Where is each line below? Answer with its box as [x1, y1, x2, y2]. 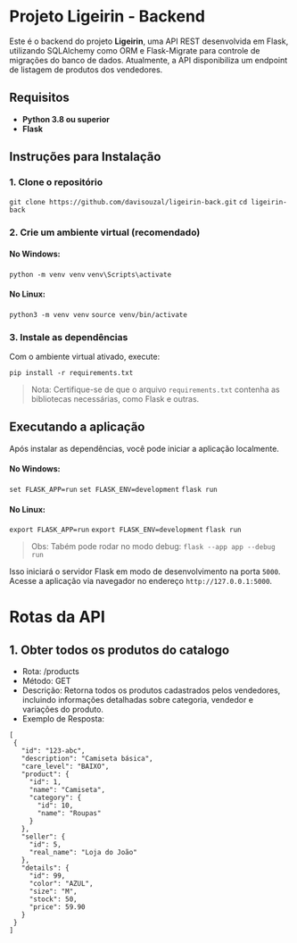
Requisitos [9, 90, 70, 105]
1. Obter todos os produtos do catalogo [9, 642, 230, 657]
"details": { [21, 864, 70, 872]
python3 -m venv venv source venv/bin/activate [9, 310, 187, 319]
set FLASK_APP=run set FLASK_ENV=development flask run [9, 485, 218, 495]
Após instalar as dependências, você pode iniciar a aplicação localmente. [9, 443, 279, 454]
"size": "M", [29, 887, 78, 897]
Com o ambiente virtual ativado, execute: [9, 351, 161, 363]
